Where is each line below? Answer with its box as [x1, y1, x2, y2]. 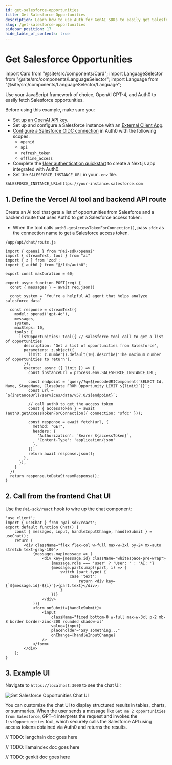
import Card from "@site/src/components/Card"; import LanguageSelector [5, 70, 163, 77]
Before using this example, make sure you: [5, 106, 95, 113]
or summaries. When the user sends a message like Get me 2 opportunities [5, 707, 166, 714]
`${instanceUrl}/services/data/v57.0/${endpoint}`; [5, 393, 118, 398]
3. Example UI [5, 668, 50, 677]
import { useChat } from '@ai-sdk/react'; [5, 520, 97, 525]
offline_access [20, 156, 53, 161]
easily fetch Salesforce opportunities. [5, 97, 84, 103]
